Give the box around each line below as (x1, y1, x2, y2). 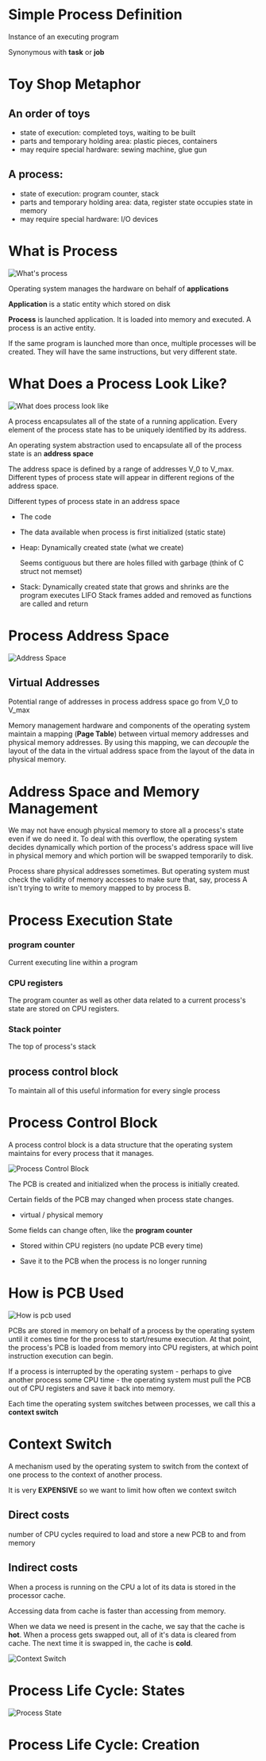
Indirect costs (8, 1561, 78, 1575)
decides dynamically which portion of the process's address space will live (8, 843, 254, 852)
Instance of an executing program (8, 32, 119, 41)
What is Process (8, 242, 118, 260)
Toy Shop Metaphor (8, 76, 141, 93)
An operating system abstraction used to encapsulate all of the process (8, 440, 242, 450)
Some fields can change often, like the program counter (8, 1226, 193, 1235)
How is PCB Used (8, 1284, 125, 1302)
